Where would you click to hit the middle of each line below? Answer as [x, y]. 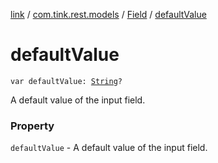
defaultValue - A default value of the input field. [109, 148]
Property [32, 126]
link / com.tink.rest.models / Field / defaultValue [108, 14]
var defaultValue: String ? [66, 81]
